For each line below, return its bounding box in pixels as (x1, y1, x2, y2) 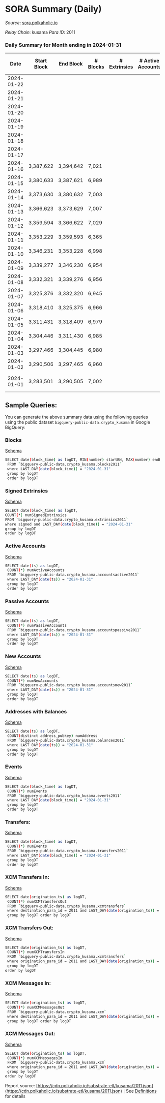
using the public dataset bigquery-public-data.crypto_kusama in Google (5, 419, 151, 425)
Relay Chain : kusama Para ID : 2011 (5, 29, 76, 35)
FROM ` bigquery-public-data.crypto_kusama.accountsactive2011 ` (7, 572, 139, 578)
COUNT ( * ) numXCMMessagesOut (7, 1005, 65, 1010)
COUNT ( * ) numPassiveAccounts (7, 623, 67, 628)
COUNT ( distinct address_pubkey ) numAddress (7, 734, 98, 738)
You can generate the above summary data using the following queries (5, 414, 148, 420)
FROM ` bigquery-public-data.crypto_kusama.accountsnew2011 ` (7, 683, 133, 688)
